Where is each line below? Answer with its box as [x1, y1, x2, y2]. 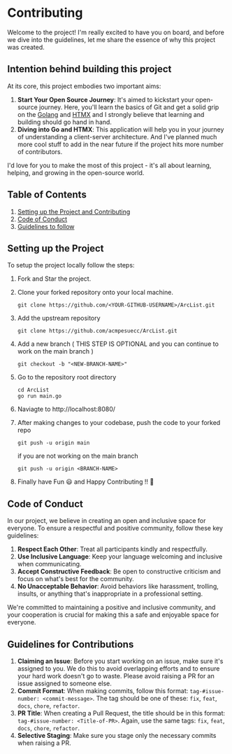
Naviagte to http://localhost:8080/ [17, 405, 116, 414]
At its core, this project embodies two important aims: [7, 82, 161, 90]
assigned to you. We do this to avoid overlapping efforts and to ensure [17, 664, 220, 673]
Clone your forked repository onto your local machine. [17, 288, 173, 297]
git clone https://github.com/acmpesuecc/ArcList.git [17, 328, 177, 335]
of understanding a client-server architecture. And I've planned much [17, 132, 217, 141]
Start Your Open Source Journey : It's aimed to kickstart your [17, 95, 194, 104]
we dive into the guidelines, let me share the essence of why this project [7, 35, 216, 43]
